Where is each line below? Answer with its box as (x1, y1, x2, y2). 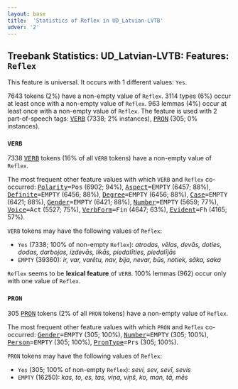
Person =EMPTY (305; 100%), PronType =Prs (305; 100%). (7, 338, 179, 346)
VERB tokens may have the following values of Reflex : (7, 226, 162, 235)
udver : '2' (7, 23, 40, 31)
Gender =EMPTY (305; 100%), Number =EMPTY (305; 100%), (37, 330, 209, 339)
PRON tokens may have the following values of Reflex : (7, 351, 162, 360)
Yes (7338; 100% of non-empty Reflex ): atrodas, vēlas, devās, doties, (17, 241, 222, 249)
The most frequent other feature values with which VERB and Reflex (7, 175, 204, 184)
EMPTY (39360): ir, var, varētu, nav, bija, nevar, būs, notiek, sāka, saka (17, 256, 222, 264)
